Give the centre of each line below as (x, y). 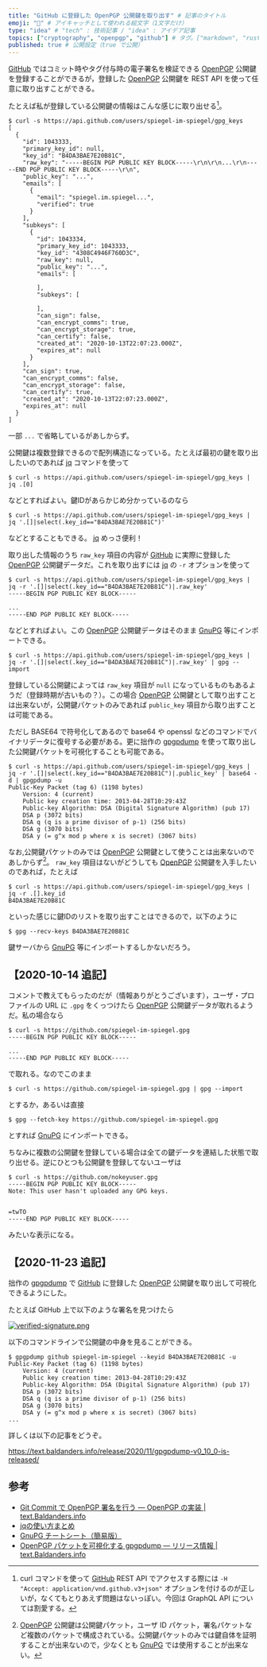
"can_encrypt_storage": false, (74, 385)
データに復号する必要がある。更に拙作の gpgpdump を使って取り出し (143, 741)
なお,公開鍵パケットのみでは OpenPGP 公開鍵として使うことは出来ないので (132, 852)
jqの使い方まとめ (47, 1526)
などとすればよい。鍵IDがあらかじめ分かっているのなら (99, 500)
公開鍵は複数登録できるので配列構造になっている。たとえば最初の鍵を (123, 452)
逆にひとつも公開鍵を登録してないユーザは (112, 1162)
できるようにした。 (40, 1293)
